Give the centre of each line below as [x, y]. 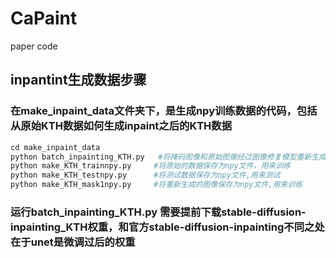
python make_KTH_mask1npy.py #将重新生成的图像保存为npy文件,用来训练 [156, 185]
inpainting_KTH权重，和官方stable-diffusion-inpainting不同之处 [167, 227]
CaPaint [44, 18]
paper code [34, 46]
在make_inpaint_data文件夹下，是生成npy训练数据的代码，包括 [164, 111]
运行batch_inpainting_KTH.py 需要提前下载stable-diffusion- [158, 212]
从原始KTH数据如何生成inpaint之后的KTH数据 [121, 126]
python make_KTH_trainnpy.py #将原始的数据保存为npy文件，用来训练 [150, 166]
